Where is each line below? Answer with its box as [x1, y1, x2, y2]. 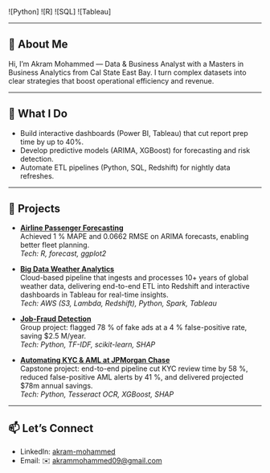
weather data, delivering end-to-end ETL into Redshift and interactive [19, 282, 251, 291]
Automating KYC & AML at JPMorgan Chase [19, 356, 170, 365]
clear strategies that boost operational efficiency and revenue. [8, 76, 215, 85]
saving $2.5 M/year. [19, 331, 87, 341]
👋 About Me [8, 38, 68, 51]
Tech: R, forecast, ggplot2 [19, 249, 107, 258]
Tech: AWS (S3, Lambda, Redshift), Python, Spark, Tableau [19, 298, 217, 308]
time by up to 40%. [19, 137, 84, 146]
